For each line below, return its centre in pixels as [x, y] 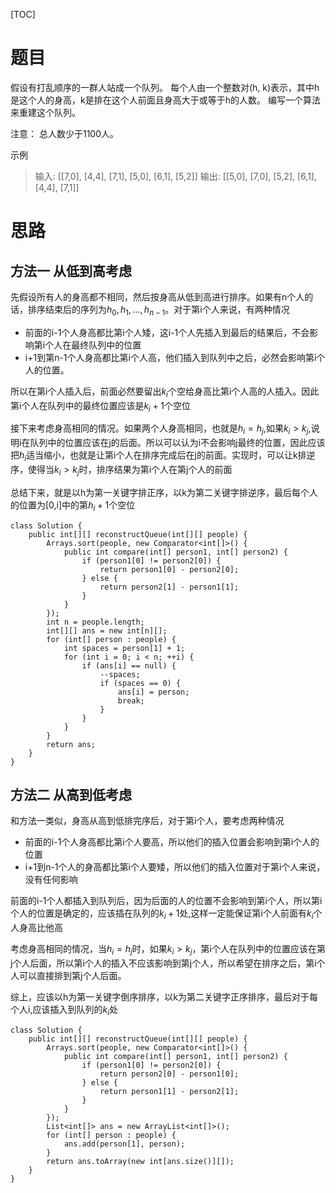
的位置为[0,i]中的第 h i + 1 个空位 [73, 506]
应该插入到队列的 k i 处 [75, 1010]
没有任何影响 [51, 880]
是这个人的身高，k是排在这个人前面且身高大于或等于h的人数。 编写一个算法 [165, 100]
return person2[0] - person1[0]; [169, 1074]
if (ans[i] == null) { [129, 665]
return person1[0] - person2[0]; [169, 569]
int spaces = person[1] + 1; [124, 648]
